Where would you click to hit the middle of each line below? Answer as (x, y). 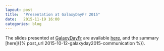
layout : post (19, 10)
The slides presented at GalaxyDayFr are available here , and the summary (82, 38)
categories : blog (23, 24)
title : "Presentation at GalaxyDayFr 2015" (53, 14)
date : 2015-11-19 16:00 (32, 19)
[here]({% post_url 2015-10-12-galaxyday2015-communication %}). (75, 43)
